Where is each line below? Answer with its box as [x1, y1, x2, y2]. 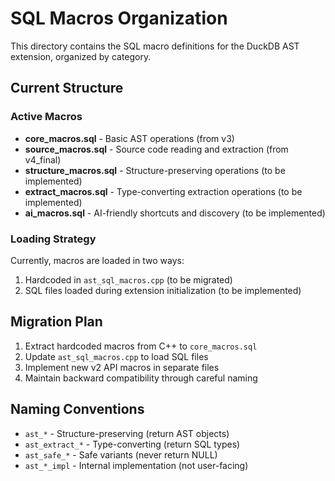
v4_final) [24, 153, 62, 166]
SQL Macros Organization [10, 7, 228, 30]
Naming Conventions [10, 401, 145, 418]
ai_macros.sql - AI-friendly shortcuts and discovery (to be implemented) [24, 207, 326, 219]
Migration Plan [10, 313, 103, 331]
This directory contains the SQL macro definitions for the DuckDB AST [10, 40, 300, 52]
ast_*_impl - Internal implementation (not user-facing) [24, 459, 249, 471]
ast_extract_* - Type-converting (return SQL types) [24, 438, 241, 450]
